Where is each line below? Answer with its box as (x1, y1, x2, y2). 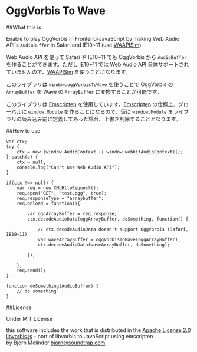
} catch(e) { (6, 154, 38, 160)
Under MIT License (6, 315, 53, 322)
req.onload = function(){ (17, 200, 81, 206)
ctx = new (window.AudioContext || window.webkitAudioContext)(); (17, 149, 183, 154)
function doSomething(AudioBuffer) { (6, 283, 99, 289)
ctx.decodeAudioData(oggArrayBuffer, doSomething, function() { (27, 216, 189, 222)
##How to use (6, 127, 41, 134)
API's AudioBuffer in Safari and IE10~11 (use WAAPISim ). (6, 41, 143, 48)
